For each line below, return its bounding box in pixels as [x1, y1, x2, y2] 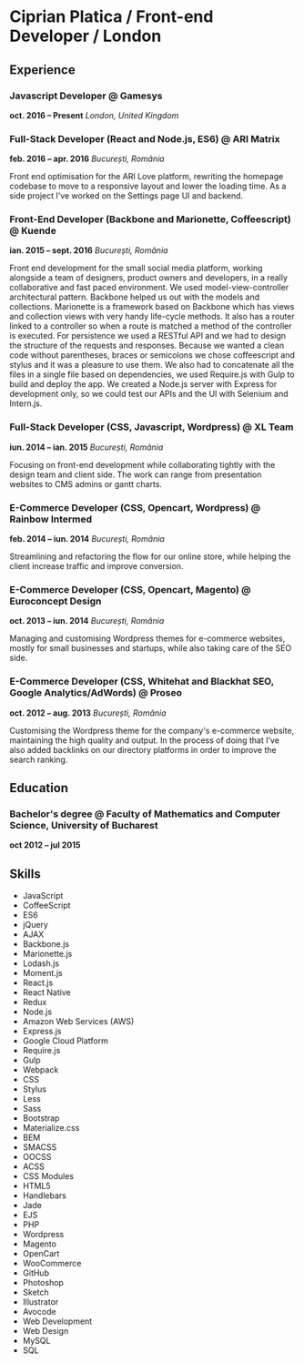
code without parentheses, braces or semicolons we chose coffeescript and [9, 350, 296, 361]
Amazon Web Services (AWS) [22, 1016, 135, 1027]
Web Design [22, 1326, 69, 1337]
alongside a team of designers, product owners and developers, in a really [9, 272, 289, 283]
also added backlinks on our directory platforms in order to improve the [9, 744, 277, 755]
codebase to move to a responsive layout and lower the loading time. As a [9, 180, 287, 192]
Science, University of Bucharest [9, 819, 158, 831]
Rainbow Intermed [9, 513, 93, 525]
